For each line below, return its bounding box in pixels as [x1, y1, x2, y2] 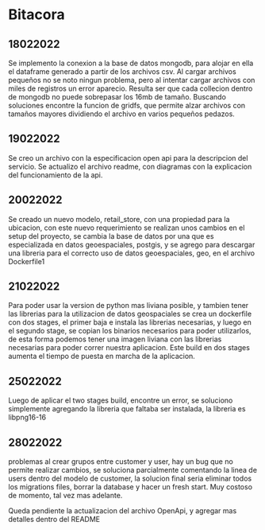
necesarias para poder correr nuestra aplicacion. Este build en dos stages [8, 343, 250, 353]
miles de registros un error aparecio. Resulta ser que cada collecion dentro [8, 84, 253, 93]
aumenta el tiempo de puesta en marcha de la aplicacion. [8, 352, 196, 361]
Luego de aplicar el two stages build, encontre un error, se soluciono [8, 396, 233, 405]
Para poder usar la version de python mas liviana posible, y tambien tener [8, 301, 249, 310]
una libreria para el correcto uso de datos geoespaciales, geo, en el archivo [8, 248, 255, 258]
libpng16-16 [8, 412, 46, 423]
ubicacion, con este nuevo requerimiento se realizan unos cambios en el [8, 223, 245, 232]
